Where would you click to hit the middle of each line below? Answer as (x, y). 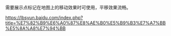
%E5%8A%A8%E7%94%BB (36, 28)
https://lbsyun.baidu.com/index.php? (44, 17)
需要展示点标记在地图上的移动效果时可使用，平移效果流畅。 (68, 7)
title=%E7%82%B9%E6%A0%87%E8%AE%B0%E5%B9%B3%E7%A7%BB (85, 23)
